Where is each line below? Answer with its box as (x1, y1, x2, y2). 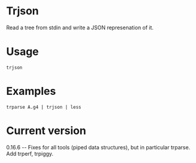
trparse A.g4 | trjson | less (6, 104, 82, 110)
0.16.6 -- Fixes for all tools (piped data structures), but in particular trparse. (6, 143, 191, 150)
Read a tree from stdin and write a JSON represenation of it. (6, 24, 154, 31)
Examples (6, 85, 56, 98)
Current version (6, 124, 87, 137)
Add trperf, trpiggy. (6, 150, 54, 157)
